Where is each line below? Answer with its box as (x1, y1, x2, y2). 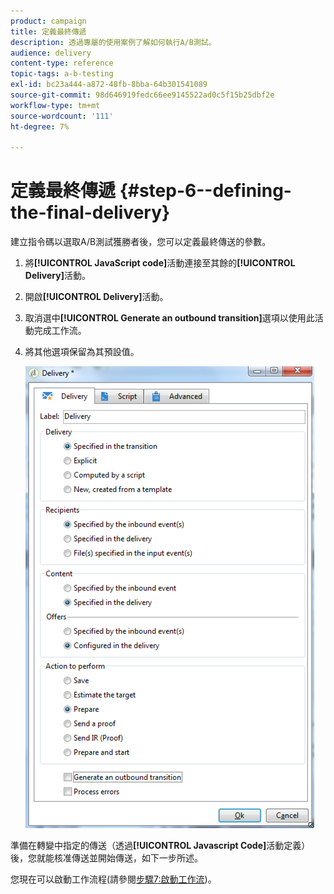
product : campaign (10, 16, 87, 26)
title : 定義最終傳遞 (10, 26, 87, 37)
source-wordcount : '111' (10, 111, 114, 121)
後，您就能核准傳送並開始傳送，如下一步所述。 (10, 852, 203, 864)
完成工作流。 (33, 325, 87, 337)
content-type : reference (10, 58, 114, 69)
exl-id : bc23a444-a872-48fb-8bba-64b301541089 (10, 80, 208, 90)
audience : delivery (10, 48, 92, 58)
